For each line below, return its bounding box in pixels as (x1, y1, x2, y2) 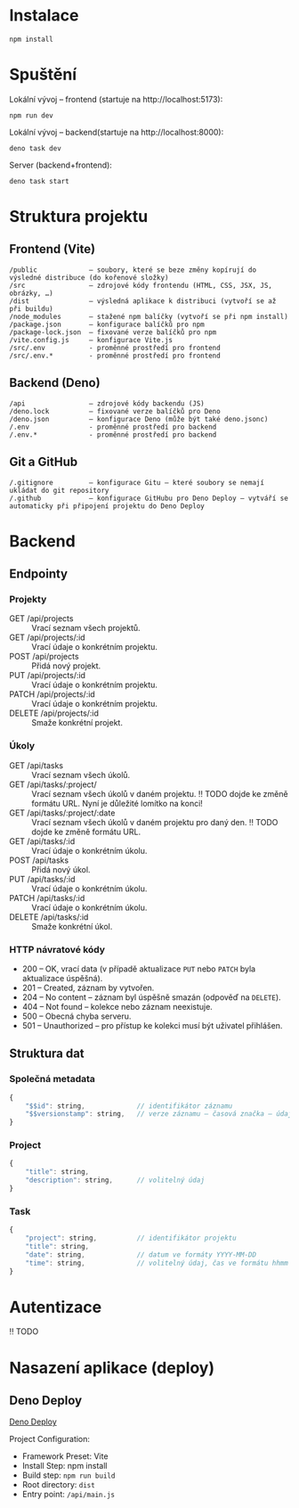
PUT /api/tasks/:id (9, 873, 76, 884)
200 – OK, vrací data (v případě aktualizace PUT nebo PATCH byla (21, 963, 256, 974)
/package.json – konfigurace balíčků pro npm (9, 320, 205, 329)
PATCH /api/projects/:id (9, 689, 95, 700)
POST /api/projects (9, 652, 79, 662)
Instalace (9, 5, 79, 26)
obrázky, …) (9, 289, 53, 298)
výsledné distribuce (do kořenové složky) (9, 273, 169, 282)
